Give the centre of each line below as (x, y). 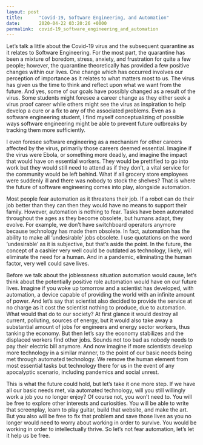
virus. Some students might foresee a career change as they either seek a (98, 98)
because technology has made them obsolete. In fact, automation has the (98, 231)
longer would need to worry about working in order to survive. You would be (101, 423)
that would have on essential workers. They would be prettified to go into (98, 161)
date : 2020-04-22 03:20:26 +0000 (57, 23)
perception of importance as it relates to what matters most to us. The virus (101, 78)
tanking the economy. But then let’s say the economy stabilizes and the (95, 333)
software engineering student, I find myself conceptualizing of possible (95, 117)
